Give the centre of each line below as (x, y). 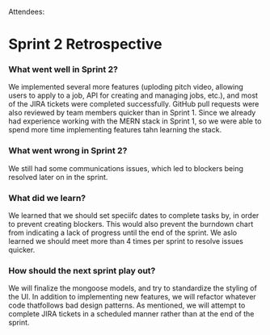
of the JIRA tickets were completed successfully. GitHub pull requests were (134, 104)
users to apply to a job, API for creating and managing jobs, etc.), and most (133, 95)
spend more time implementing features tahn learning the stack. (115, 130)
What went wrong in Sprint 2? (68, 151)
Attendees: (27, 12)
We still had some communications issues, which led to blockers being (126, 168)
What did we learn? (47, 198)
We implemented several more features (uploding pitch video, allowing (126, 87)
